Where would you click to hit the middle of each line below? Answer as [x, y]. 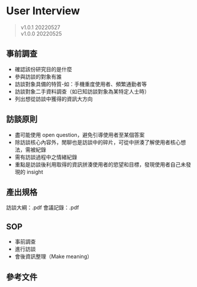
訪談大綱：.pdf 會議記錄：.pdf [43, 208]
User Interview [43, 11]
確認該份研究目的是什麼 [43, 69]
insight [35, 172]
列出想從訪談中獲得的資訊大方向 [54, 98]
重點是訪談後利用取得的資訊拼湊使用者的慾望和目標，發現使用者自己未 [100, 164]
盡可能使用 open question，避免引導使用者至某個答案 [80, 135]
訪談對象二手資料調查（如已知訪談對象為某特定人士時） [82, 91]
